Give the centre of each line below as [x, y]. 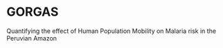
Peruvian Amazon [32, 38]
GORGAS [33, 12]
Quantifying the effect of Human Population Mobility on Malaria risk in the [111, 31]
